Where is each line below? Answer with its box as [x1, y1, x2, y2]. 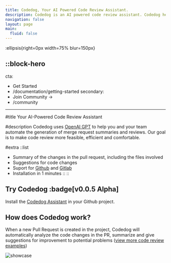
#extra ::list [5, 144, 29, 150]
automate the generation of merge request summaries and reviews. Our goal [5, 129, 166, 135]
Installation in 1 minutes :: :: [12, 170, 70, 176]
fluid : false [10, 31, 38, 36]
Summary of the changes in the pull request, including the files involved [12, 154, 163, 160]
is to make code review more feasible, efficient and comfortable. [5, 134, 140, 140]
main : [5, 26, 17, 31]
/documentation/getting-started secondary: [12, 88, 104, 94]
